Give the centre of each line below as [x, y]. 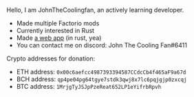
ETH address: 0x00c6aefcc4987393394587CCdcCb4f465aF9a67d [101, 72]
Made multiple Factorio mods [58, 23]
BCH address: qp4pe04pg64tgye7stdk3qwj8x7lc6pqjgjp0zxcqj [101, 79]
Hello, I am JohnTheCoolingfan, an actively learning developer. [95, 10]
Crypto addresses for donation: [51, 58]
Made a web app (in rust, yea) [59, 38]
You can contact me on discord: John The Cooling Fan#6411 [101, 45]
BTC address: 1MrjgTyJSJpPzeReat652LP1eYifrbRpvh [89, 86]
